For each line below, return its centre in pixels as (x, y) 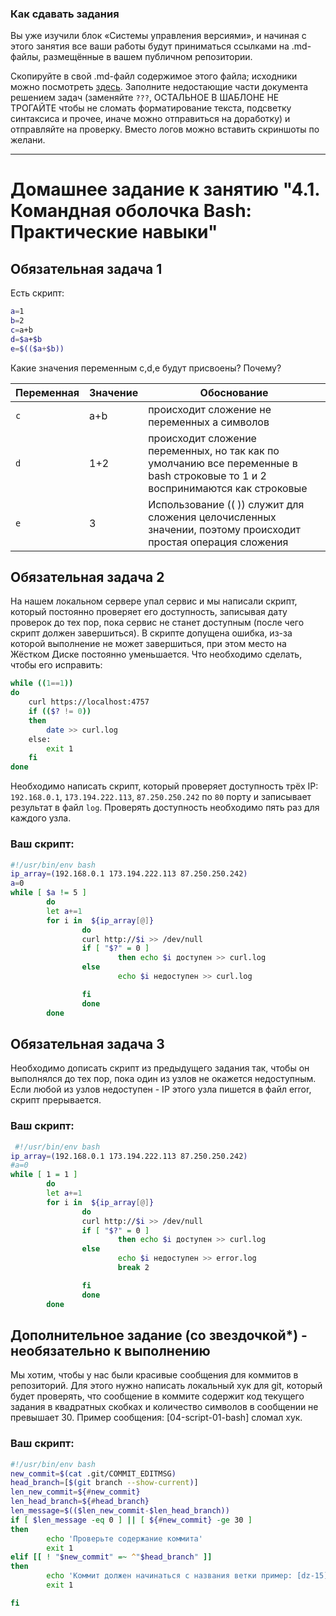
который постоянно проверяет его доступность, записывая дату (149, 612)
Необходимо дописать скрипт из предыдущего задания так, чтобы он (160, 1068)
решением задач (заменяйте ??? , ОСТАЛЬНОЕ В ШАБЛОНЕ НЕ (145, 98)
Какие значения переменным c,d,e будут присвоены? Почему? (146, 368)
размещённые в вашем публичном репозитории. (148, 57)
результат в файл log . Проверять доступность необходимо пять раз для (165, 808)
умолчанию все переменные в (223, 463)
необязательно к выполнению (110, 1350)
